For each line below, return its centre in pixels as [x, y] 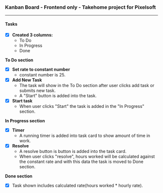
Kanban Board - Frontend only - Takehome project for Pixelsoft [81, 7]
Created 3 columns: [33, 35]
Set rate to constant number [41, 69]
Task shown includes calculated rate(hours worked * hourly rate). [77, 185]
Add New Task [27, 80]
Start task [22, 101]
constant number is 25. [42, 74]
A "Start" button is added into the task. [58, 95]
